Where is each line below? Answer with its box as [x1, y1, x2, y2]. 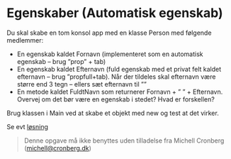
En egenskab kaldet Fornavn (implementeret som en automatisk [16, 50, 203, 58]
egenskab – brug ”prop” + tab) [16, 57, 106, 65]
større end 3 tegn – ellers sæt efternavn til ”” [16, 79, 147, 88]
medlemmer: [6, 35, 44, 44]
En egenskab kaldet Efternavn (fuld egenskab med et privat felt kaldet [16, 65, 222, 73]
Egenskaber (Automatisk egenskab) [6, 5, 224, 21]
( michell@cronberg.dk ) [23, 143, 91, 152]
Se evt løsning [6, 122, 49, 131]
